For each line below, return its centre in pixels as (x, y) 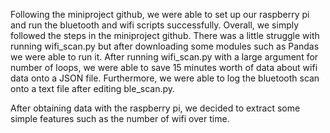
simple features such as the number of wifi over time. (120, 118)
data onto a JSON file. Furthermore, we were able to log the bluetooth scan (165, 78)
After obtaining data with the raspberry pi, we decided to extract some (155, 108)
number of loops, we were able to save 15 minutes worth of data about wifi (164, 67)
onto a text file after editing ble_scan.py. (93, 88)
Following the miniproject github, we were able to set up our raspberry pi (160, 14)
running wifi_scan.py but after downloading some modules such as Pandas (165, 46)
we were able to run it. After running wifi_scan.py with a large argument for (164, 57)
